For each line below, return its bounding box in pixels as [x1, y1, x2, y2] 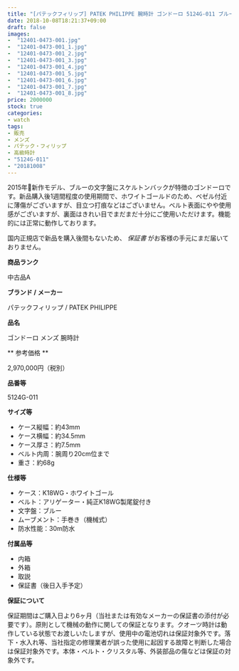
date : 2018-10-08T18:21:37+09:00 [7, 17, 107, 24]
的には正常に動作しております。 [7, 218, 100, 227]
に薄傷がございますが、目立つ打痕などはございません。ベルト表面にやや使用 [7, 201, 232, 209]
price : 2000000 [7, 97, 53, 104]
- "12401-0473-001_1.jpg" [7, 43, 87, 51]
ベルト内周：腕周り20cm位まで [17, 449, 110, 458]
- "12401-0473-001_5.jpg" [7, 70, 87, 77]
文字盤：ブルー [17, 506, 62, 514]
